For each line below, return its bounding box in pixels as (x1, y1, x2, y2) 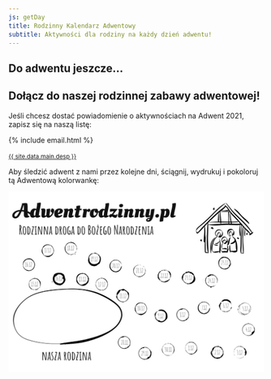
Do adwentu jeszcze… (8, 61, 123, 75)
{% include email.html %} (8, 135, 93, 145)
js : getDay (8, 13, 45, 21)
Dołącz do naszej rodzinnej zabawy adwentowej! (8, 89, 260, 103)
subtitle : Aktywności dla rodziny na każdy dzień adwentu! (8, 30, 213, 38)
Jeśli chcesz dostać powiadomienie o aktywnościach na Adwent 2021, (8, 111, 245, 120)
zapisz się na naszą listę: (8, 119, 92, 129)
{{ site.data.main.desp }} (8, 152, 77, 160)
